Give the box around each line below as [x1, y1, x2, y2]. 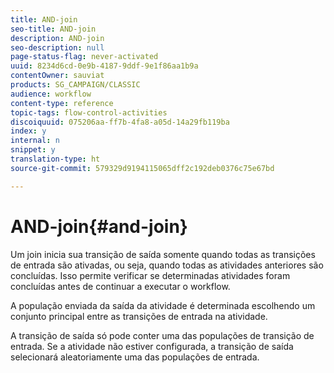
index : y [10, 126, 47, 136]
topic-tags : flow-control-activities [10, 107, 168, 118]
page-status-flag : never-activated [10, 52, 159, 62]
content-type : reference [10, 98, 114, 108]
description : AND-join [10, 33, 105, 43]
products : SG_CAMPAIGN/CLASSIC [10, 80, 141, 90]
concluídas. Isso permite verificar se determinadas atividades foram [10, 269, 291, 281]
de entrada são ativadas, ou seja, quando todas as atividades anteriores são [10, 259, 324, 271]
